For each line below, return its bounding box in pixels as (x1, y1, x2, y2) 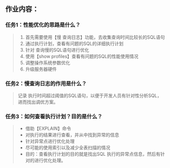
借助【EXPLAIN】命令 (25, 126, 71, 132)
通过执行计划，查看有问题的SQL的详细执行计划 (25, 40, 124, 46)
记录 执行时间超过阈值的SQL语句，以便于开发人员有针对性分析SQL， (17, 92, 162, 99)
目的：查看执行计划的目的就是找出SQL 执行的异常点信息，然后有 (25, 151, 161, 157)
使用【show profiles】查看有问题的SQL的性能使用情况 (25, 53, 138, 59)
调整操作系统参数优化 (25, 59, 70, 65)
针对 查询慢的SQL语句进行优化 (25, 46, 90, 53)
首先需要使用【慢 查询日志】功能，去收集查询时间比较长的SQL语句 (25, 34, 165, 40)
